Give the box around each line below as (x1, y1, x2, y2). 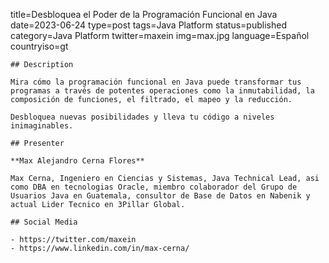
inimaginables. (10, 121, 74, 131)
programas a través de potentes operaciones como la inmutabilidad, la (10, 86, 315, 96)
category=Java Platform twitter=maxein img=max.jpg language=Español (10, 30, 310, 41)
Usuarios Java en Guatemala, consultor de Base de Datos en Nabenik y (10, 191, 311, 201)
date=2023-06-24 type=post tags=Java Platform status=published (10, 19, 287, 31)
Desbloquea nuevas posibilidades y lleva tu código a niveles (10, 112, 275, 122)
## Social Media (10, 217, 78, 227)
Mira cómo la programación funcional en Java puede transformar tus (10, 77, 302, 87)
